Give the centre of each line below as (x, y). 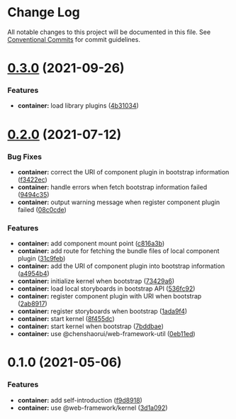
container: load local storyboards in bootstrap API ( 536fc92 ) (106, 289)
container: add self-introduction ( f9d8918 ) (80, 400)
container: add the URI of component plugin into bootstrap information (121, 266)
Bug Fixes (25, 157)
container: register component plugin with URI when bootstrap (109, 296)
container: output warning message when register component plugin (119, 202)
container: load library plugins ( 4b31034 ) (78, 106)
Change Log (44, 12)
